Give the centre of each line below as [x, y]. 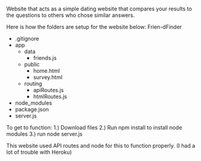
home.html [47, 71]
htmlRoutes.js [50, 97]
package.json [32, 109]
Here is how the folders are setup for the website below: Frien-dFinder [94, 27]
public [32, 64]
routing [33, 84]
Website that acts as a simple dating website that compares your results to [99, 9]
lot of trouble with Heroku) [39, 152]
